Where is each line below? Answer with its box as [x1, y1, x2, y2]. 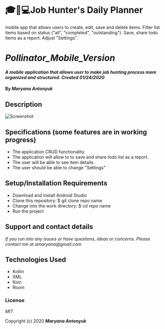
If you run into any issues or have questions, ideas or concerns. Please [5, 235, 150, 242]
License [5, 297, 25, 304]
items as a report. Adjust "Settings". [5, 35, 78, 41]
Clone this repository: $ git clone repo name [12, 198, 103, 204]
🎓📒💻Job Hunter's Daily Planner [5, 4, 143, 16]
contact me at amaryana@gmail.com [5, 241, 82, 247]
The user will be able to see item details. [12, 159, 95, 165]
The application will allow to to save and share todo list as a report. [12, 154, 149, 160]
